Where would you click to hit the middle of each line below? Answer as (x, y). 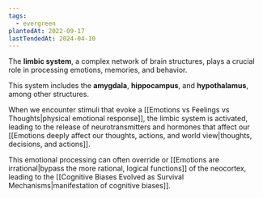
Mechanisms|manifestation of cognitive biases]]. (90, 186)
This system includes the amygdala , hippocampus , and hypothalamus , (129, 86)
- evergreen (36, 23)
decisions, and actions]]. (49, 144)
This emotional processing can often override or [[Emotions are (114, 160)
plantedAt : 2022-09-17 (47, 31)
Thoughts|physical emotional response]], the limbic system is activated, (128, 119)
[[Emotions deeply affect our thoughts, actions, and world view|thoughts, (130, 136)
